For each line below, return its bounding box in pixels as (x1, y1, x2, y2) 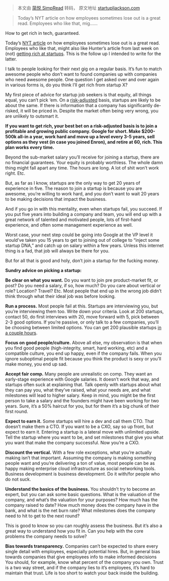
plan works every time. (5, 144, 54, 150)
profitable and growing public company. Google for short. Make (5, 128, 141, 134)
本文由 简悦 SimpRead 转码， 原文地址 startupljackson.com (17, 5, 140, 11)
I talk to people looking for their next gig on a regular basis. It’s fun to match (5, 66, 162, 72)
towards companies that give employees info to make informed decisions (5, 554, 157, 560)
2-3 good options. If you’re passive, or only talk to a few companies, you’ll (5, 319, 159, 325)
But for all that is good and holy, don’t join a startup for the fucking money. (5, 257, 159, 263)
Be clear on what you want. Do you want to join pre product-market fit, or (5, 277, 158, 283)
